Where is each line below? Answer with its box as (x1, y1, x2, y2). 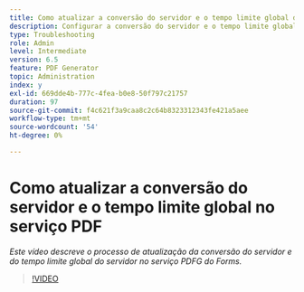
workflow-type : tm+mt (9, 114, 91, 123)
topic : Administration (9, 72, 95, 81)
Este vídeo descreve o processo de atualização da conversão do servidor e (9, 246, 292, 257)
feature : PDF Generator (9, 64, 100, 73)
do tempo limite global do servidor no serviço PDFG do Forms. (9, 255, 242, 267)
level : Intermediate (9, 47, 88, 56)
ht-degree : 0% (9, 131, 63, 140)
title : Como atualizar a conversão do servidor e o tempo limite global (9, 13, 290, 23)
